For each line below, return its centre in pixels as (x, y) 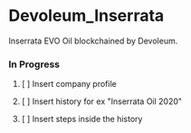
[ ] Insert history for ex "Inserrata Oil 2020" (102, 101)
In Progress (34, 64)
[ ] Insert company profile (69, 84)
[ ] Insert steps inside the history (82, 119)
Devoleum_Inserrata (86, 16)
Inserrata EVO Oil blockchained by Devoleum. (93, 41)
